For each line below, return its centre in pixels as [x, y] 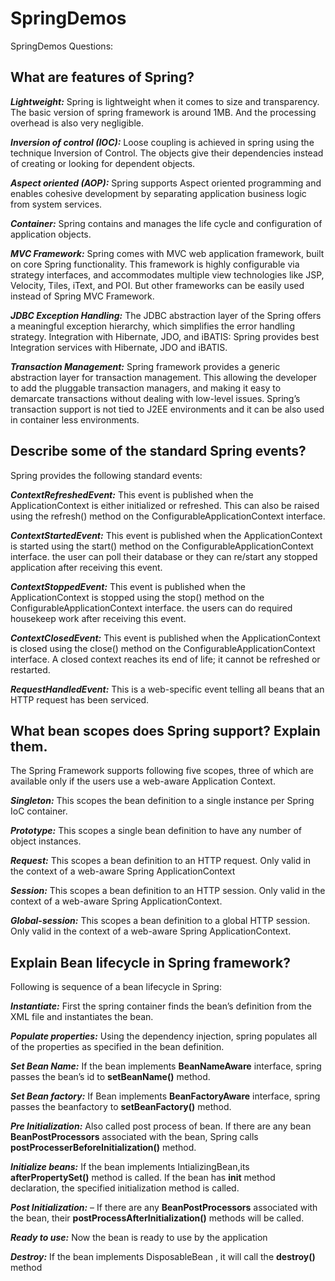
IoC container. [39, 811]
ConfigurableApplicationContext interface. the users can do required [151, 608]
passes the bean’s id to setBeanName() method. [110, 1077]
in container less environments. [75, 419]
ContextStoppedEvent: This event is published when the [128, 586]
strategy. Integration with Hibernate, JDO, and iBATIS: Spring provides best [165, 336]
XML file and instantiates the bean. [82, 1017]
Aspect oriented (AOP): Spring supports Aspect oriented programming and [166, 183]
